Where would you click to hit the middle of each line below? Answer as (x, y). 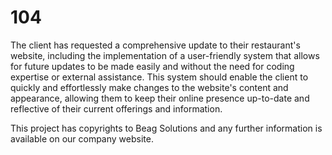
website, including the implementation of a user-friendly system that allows (165, 55)
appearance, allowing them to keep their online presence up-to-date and (160, 98)
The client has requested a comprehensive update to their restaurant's (155, 45)
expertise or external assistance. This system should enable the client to (159, 77)
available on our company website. (82, 138)
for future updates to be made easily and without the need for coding (152, 66)
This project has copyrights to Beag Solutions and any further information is (166, 128)
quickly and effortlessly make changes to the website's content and (149, 87)
